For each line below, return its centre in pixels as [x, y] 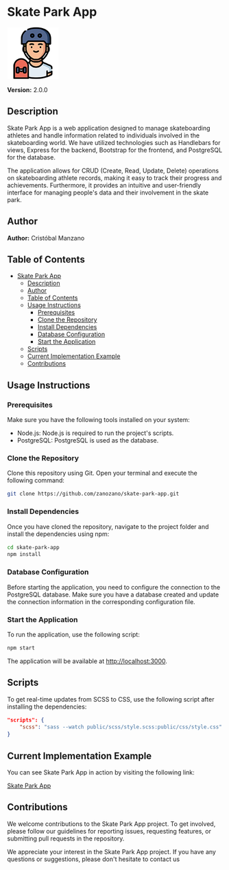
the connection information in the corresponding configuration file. [101, 601]
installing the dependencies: [47, 706]
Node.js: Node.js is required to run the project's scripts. [95, 433]
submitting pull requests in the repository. [66, 838]
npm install [24, 555]
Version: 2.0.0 [27, 89]
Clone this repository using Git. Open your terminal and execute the [102, 473]
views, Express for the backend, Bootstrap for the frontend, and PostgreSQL [115, 150]
